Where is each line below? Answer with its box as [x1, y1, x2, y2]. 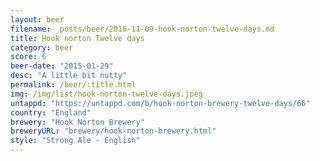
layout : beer [10, 14, 65, 25]
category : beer [10, 42, 74, 53]
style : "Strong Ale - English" [10, 136, 141, 146]
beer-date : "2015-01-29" [10, 61, 114, 71]
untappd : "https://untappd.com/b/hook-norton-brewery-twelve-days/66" [10, 98, 311, 108]
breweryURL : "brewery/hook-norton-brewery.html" [10, 126, 217, 136]
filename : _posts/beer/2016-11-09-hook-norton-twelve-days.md [10, 24, 275, 34]
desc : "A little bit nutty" [10, 71, 128, 81]
